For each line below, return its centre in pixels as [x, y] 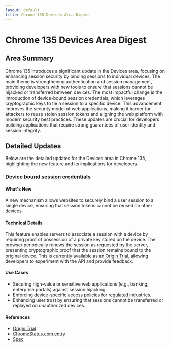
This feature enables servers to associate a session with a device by [77, 234]
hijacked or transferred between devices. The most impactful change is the [84, 92]
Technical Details [24, 223]
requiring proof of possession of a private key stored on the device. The [80, 239]
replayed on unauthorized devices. [49, 305]
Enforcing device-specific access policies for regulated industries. [82, 295]
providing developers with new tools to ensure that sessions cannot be [79, 87]
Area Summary [30, 59]
